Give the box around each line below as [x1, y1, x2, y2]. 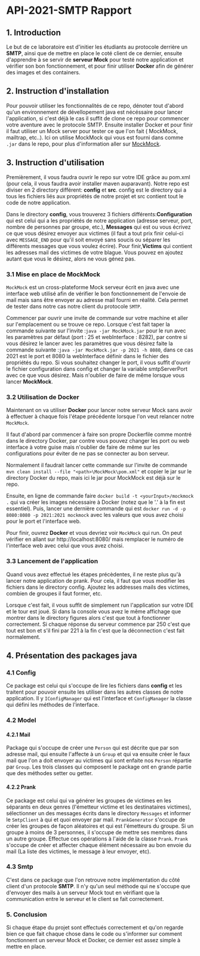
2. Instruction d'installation [6, 86, 109, 96]
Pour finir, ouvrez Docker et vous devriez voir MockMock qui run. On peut [6, 530, 182, 537]
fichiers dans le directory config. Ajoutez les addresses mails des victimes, [6, 583, 190, 591]
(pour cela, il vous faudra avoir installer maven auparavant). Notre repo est [6, 180, 189, 187]
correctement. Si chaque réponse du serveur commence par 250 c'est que [6, 621, 191, 628]
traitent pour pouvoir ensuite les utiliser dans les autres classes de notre [6, 688, 184, 695]
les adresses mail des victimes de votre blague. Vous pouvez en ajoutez [6, 249, 183, 256]
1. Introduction [6, 28, 61, 38]
